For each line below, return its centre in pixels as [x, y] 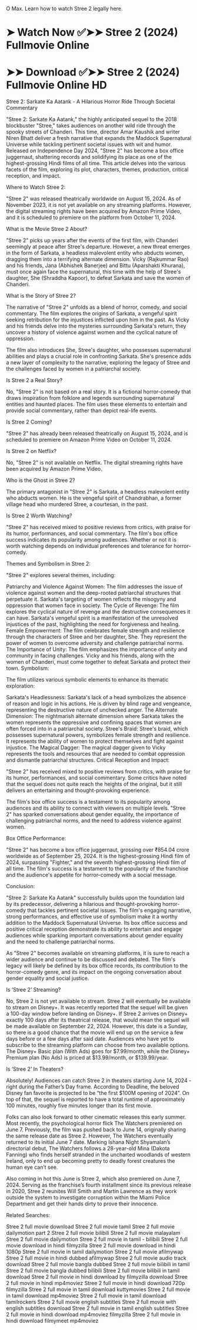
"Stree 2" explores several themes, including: [61, 575]
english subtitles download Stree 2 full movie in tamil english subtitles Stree [98, 1308]
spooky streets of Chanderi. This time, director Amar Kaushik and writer [93, 132]
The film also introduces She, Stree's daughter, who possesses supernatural [98, 350]
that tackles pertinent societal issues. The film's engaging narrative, [109, 910]
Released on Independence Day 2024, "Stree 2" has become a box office [95, 151]
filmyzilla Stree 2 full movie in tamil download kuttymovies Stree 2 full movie [98, 1289]
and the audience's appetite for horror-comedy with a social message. [91, 875]
